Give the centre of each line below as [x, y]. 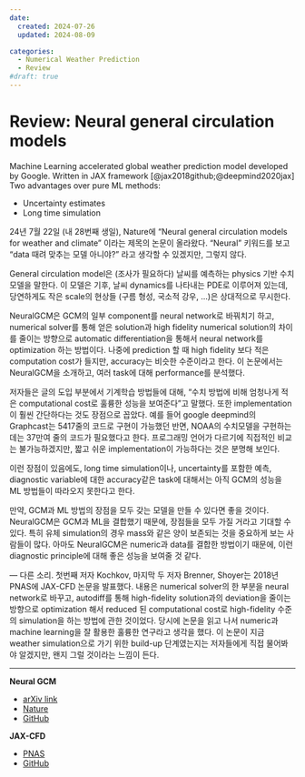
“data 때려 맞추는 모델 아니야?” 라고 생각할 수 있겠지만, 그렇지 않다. [128, 254]
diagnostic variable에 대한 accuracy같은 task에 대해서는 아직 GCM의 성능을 [146, 479]
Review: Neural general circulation [142, 121]
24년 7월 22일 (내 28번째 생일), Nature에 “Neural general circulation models [148, 231]
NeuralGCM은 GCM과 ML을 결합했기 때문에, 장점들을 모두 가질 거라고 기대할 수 [151, 521]
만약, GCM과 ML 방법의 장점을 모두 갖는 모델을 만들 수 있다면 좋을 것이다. [139, 510]
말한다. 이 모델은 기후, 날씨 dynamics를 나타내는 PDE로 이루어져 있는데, [161, 285]
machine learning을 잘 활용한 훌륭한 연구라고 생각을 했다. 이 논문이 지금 [137, 631]
